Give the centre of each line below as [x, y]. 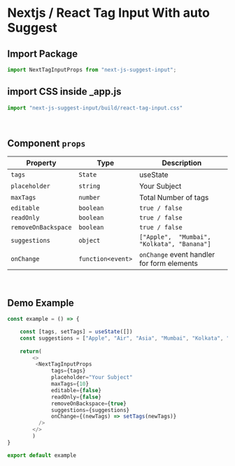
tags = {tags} [69, 371]
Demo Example [41, 303]
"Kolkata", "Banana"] [175, 244]
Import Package [43, 54]
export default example [42, 455]
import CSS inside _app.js [64, 92]
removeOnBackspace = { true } [89, 404]
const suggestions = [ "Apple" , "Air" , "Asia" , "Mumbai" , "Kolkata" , [122, 338]
